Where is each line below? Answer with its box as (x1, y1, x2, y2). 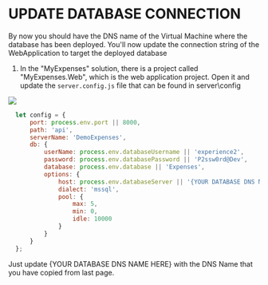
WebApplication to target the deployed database (8, 48, 167, 57)
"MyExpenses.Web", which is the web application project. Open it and (19, 72, 250, 81)
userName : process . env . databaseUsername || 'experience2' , (43, 148, 245, 156)
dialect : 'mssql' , (58, 185, 120, 193)
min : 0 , (72, 208, 98, 216)
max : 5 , (72, 200, 98, 208)
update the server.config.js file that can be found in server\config (19, 81, 242, 90)
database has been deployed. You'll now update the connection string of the (8, 39, 260, 49)
